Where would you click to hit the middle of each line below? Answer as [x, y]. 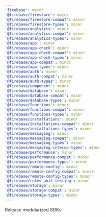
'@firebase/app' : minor [30, 43]
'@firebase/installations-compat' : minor [49, 124]
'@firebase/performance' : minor [39, 153]
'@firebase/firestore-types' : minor [44, 24]
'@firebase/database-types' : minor [43, 100]
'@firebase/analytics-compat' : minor [45, 34]
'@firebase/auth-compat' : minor [39, 77]
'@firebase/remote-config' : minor [42, 166]
